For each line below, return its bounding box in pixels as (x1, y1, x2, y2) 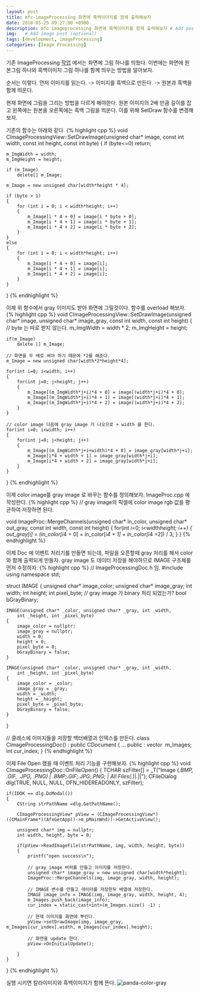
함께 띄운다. (6, 86, 34, 93)
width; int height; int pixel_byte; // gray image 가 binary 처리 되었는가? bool (6, 589, 187, 596)
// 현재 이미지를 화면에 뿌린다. (27, 913, 95, 919)
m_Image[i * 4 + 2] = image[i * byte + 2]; (27, 224, 137, 230)
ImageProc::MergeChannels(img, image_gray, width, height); (27, 875, 180, 881)
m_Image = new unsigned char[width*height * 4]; (6, 182, 129, 188)
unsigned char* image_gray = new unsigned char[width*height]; (27, 869, 187, 875)
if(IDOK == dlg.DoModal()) (6, 790, 73, 796)
